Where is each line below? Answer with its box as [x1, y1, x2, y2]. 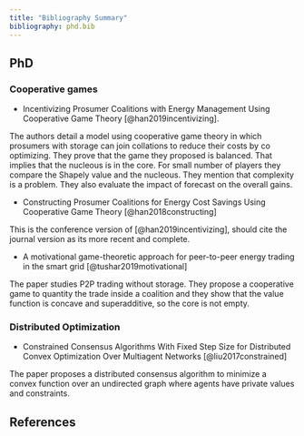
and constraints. [9, 388, 70, 399]
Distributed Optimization [9, 320, 121, 333]
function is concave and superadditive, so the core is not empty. [9, 298, 250, 309]
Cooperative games [9, 83, 98, 96]
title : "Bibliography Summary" [9, 13, 128, 23]
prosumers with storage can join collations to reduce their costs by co [9, 140, 270, 151]
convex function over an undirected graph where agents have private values [9, 379, 295, 390]
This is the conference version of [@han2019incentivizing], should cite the [9, 224, 288, 235]
